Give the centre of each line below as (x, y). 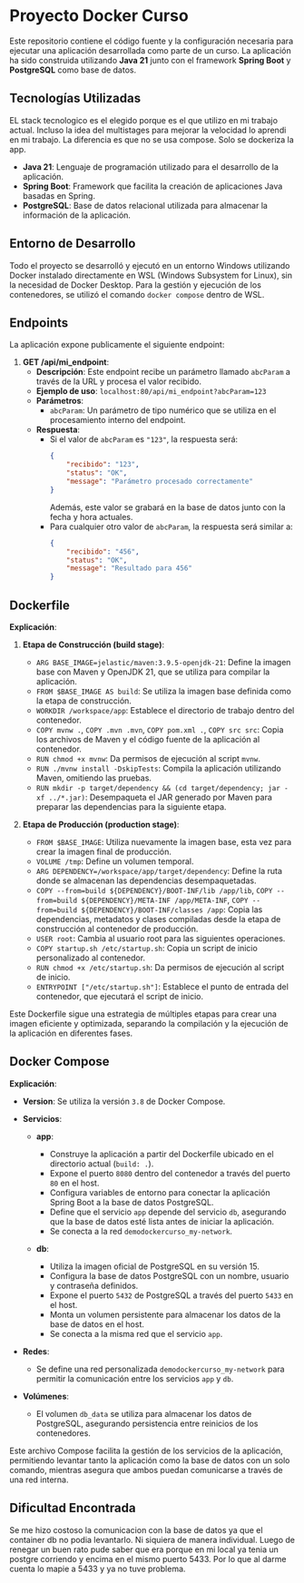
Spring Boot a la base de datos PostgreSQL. (132, 1202)
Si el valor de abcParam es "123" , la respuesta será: (144, 439)
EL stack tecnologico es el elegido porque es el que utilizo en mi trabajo (144, 120)
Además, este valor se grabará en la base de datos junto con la (167, 507)
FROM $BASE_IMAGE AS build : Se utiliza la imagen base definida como (164, 691)
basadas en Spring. (59, 195)
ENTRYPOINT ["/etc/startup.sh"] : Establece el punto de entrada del (162, 987)
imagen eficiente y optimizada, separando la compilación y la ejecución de (149, 1023)
